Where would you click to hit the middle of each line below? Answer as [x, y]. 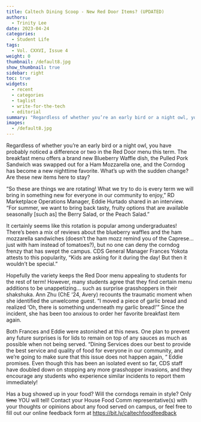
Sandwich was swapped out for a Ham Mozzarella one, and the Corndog [96, 164]
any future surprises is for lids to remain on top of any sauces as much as [97, 338]
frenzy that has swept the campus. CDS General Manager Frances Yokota [97, 251]
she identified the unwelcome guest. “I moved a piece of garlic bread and [97, 301]
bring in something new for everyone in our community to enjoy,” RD [90, 195]
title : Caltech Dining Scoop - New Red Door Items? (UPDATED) [85, 12]
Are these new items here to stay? [48, 177]
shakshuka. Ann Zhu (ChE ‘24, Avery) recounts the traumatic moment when [99, 294]
